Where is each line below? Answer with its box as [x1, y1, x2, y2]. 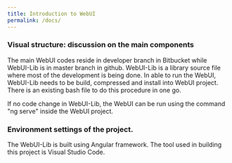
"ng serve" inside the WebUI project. [7, 107, 114, 115]
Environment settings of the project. [7, 124, 134, 134]
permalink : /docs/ [7, 17, 61, 24]
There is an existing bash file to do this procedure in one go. [7, 86, 181, 94]
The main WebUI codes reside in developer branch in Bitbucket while [7, 56, 207, 64]
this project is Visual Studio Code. [7, 148, 105, 157]
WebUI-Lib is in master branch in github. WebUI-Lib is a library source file [7, 63, 221, 72]
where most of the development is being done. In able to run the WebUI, [7, 71, 217, 79]
